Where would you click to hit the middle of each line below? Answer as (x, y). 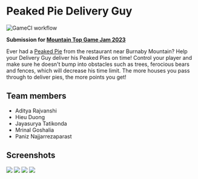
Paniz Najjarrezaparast (43, 136)
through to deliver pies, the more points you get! (66, 77)
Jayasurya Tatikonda (41, 123)
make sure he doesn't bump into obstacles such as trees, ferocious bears (98, 64)
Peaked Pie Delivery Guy (69, 11)
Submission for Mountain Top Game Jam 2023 (66, 39)
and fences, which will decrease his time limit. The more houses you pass (98, 70)
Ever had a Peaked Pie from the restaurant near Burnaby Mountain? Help (97, 51)
